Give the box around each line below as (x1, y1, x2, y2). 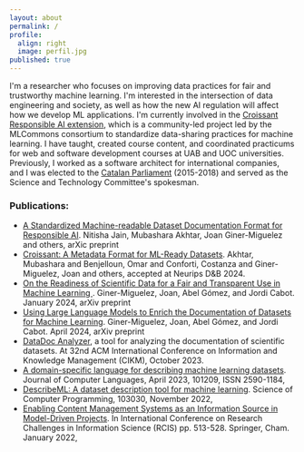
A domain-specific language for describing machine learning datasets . (22, 365, 287, 376)
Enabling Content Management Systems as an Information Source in (22, 403, 279, 414)
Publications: (9, 199, 70, 211)
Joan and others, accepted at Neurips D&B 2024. (61, 269, 246, 280)
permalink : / (9, 22, 59, 31)
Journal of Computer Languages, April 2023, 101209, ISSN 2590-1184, (22, 374, 286, 386)
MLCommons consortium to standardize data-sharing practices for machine (9, 129, 293, 139)
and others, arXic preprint (22, 240, 120, 251)
